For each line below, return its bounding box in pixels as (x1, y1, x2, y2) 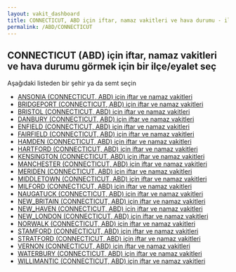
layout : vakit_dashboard (7, 10, 80, 18)
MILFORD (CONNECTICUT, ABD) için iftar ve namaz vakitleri (17, 182, 192, 190)
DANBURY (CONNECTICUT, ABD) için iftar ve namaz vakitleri (17, 115, 195, 124)
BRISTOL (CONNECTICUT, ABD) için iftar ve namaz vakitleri (17, 108, 190, 116)
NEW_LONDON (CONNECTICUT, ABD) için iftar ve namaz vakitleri (17, 212, 209, 221)
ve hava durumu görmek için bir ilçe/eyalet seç (7, 60, 216, 72)
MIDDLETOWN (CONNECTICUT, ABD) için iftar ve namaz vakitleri (17, 175, 207, 183)
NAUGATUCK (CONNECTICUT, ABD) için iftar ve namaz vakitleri (17, 190, 204, 198)
